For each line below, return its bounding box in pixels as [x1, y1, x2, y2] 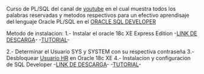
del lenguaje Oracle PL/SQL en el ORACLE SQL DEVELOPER [6, 18, 157, 25]
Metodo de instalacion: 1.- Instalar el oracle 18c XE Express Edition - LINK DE [6, 30, 198, 37]
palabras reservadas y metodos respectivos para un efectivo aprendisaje [6, 12, 190, 19]
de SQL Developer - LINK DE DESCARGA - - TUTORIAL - [6, 61, 141, 68]
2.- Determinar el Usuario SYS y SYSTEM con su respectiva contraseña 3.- [6, 48, 195, 55]
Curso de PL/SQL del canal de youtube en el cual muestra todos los [6, 5, 177, 12]
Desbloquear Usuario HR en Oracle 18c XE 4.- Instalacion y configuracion [6, 55, 191, 61]
